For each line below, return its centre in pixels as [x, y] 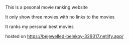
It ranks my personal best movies [39, 26]
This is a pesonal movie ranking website [46, 7]
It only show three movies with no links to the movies [60, 17]
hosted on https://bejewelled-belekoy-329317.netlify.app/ [64, 36]
